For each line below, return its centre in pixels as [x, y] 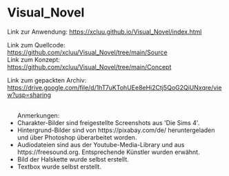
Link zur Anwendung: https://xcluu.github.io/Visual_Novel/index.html [104, 32]
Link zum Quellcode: [36, 45]
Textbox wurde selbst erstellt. [59, 166]
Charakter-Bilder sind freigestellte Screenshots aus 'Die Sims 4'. [108, 122]
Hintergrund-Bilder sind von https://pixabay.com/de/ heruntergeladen [116, 130]
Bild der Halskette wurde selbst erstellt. [73, 159]
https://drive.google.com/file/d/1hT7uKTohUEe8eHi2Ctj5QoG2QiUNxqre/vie [114, 87]
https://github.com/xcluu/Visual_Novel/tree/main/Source [87, 52]
